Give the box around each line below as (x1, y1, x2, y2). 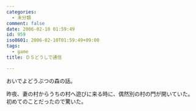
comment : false (6, 20, 45, 26)
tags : (6, 43, 20, 49)
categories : (6, 9, 37, 15)
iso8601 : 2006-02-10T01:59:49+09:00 (6, 37, 100, 43)
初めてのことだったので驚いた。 (6, 98, 87, 105)
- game (12, 49, 29, 55)
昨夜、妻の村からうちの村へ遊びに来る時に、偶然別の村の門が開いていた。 (6, 90, 194, 98)
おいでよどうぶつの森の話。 (6, 77, 76, 84)
